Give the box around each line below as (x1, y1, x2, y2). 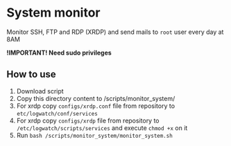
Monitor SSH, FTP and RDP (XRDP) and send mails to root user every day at (6, 28, 224, 36)
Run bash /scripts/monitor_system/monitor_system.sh (16, 131, 173, 139)
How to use (6, 69, 56, 80)
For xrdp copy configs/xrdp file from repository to (16, 116, 160, 125)
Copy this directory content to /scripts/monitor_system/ (16, 94, 176, 102)
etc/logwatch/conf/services (16, 110, 98, 117)
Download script (16, 86, 64, 95)
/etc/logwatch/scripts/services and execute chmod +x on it (16, 123, 188, 132)
